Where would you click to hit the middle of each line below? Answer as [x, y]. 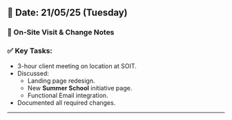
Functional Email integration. [68, 95]
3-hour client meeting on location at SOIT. [77, 66]
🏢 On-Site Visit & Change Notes [61, 32]
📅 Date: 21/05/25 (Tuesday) [67, 13]
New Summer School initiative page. [80, 88]
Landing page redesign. [61, 81]
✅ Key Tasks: [30, 51]
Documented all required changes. [66, 102]
